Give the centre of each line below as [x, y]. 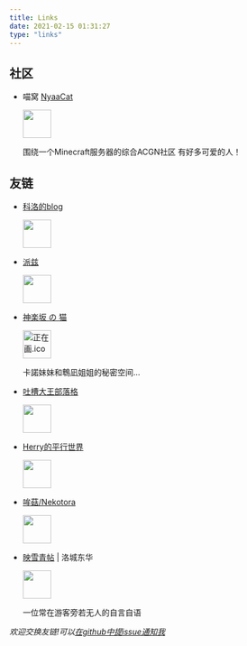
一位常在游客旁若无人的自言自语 [82, 613]
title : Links [34, 18]
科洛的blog [42, 207]
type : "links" [36, 34]
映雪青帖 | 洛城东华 [58, 557]
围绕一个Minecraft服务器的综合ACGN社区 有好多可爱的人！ [132, 152]
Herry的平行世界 [53, 447]
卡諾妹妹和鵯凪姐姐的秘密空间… [81, 372]
